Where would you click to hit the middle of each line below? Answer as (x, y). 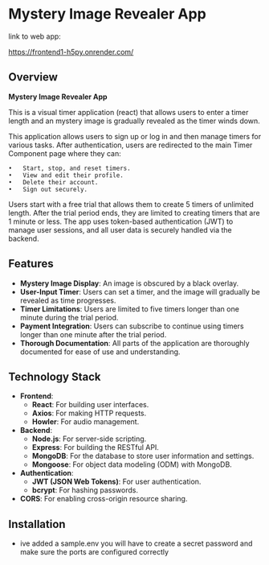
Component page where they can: (65, 153)
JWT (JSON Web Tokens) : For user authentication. (116, 482)
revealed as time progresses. (68, 300)
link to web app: (35, 36)
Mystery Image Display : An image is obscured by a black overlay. (129, 283)
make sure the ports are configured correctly (94, 552)
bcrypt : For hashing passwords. (85, 490)
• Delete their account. (53, 182)
